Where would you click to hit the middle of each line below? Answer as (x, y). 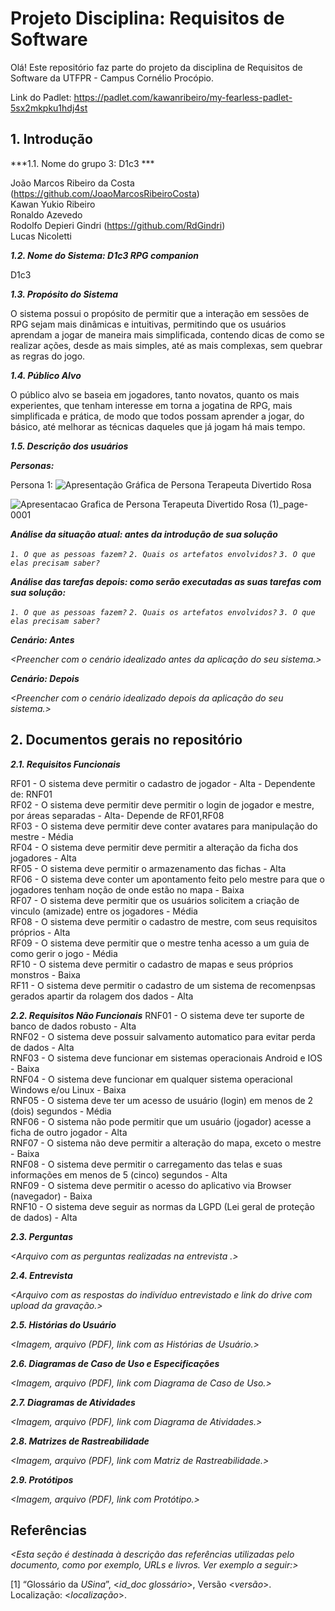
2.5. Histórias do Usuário (63, 1324)
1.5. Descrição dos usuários (69, 446)
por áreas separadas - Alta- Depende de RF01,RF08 (117, 815)
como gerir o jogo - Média (64, 953)
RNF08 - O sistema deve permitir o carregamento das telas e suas (146, 1164)
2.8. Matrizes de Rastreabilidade (80, 1441)
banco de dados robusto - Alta (73, 1026)
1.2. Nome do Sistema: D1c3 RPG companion (104, 255)
